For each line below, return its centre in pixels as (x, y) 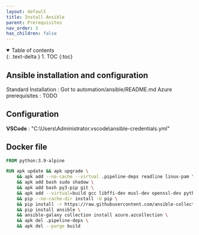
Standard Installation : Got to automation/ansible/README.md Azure (89, 89)
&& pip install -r (39, 204)
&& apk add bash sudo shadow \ (55, 182)
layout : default (26, 12)
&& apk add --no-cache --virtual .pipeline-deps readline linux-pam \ (106, 177)
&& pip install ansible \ (49, 210)
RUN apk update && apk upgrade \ (47, 171)
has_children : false (32, 34)
